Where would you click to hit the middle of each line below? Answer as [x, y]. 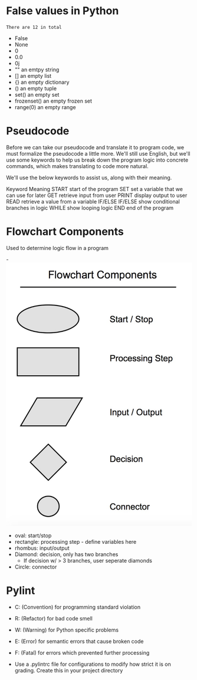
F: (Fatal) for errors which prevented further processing [82, 652]
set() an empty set [37, 94]
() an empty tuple [36, 88]
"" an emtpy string [37, 70]
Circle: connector [36, 567]
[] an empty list [33, 75]
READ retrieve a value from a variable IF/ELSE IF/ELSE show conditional [93, 201]
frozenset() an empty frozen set [53, 101]
